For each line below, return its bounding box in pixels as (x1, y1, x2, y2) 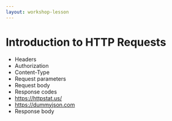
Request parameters (14, 75, 67, 82)
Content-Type (14, 68, 50, 76)
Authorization (14, 62, 50, 69)
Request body (14, 81, 50, 89)
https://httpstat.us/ (14, 94, 62, 101)
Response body (14, 108, 54, 115)
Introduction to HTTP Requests (6, 35, 166, 49)
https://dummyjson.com (14, 101, 75, 108)
